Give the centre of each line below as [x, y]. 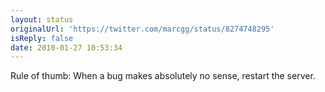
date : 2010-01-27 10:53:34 [66, 47]
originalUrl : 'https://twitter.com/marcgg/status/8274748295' [142, 29]
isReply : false [42, 38]
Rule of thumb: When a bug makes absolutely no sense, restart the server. [163, 76]
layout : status [42, 19]
